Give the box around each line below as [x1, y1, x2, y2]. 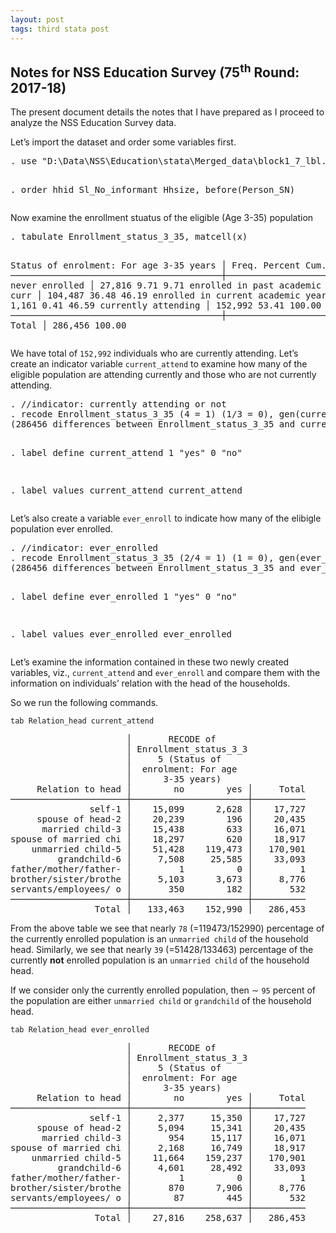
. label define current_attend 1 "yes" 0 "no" [10, 447, 243, 459]
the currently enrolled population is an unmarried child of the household [10, 933, 309, 945]
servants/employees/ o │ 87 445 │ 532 [10, 1192, 307, 1204]
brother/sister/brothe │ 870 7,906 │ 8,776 [10, 1182, 307, 1194]
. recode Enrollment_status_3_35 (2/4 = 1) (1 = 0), [10, 552, 275, 564]
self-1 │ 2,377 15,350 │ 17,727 [89, 1112, 307, 1124]
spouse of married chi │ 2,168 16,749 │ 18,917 [10, 1142, 307, 1154]
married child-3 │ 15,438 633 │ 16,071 [41, 824, 307, 835]
